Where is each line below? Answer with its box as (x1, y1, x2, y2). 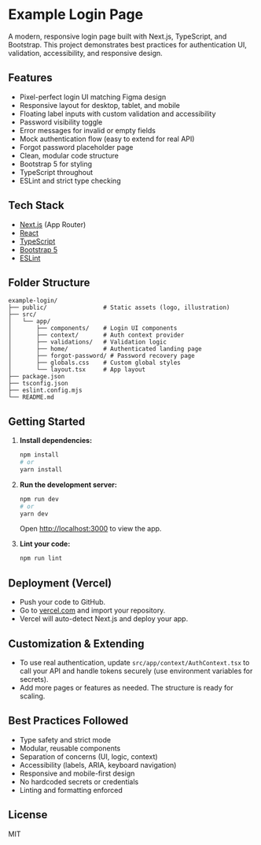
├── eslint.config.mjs (8, 386, 83, 395)
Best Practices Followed (8, 714, 129, 728)
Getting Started (8, 415, 86, 428)
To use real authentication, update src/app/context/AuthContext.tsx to (19, 657, 250, 667)
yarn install (19, 465, 63, 474)
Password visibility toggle (19, 117, 103, 127)
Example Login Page (8, 6, 144, 24)
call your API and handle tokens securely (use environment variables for (19, 666, 253, 676)
